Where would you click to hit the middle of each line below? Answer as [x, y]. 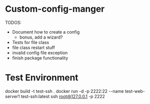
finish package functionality [40, 58]
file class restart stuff [33, 47]
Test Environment [42, 78]
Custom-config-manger [55, 9]
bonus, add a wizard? [41, 37]
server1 [12, 96]
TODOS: [13, 22]
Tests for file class [31, 42]
